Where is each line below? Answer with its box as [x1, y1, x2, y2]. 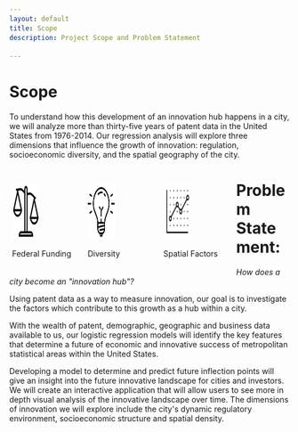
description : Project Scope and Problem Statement [9, 33, 201, 42]
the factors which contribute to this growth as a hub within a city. [9, 303, 247, 314]
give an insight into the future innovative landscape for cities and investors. [9, 375, 285, 387]
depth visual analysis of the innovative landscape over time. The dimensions [9, 395, 289, 405]
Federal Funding [12, 249, 72, 259]
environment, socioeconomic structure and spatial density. [9, 413, 225, 424]
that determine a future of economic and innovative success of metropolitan [9, 339, 288, 350]
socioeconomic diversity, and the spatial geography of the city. [9, 150, 240, 160]
